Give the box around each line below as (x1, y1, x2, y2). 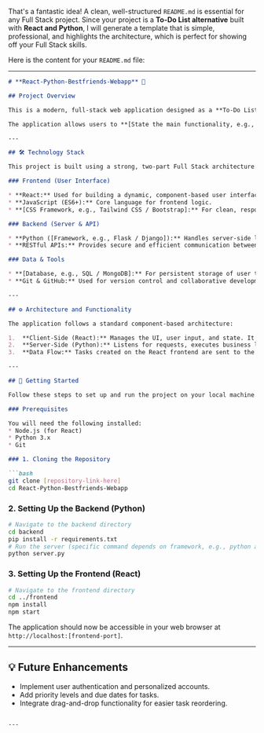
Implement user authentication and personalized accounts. (19, 681, 211, 691)
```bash (8, 470, 34, 478)
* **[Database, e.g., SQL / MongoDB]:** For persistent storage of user (8, 270, 251, 278)
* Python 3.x (8, 434, 51, 442)
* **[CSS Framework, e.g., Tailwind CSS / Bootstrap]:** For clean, (8, 206, 237, 214)
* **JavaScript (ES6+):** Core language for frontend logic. (8, 198, 213, 207)
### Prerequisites (8, 405, 68, 413)
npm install (8, 601, 47, 609)
